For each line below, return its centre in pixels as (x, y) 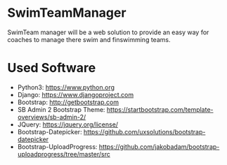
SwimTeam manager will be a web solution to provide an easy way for (108, 32)
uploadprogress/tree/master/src (64, 154)
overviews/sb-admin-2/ (52, 117)
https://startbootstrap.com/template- (160, 109)
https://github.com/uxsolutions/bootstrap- (144, 131)
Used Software (52, 68)
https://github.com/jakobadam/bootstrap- (159, 146)
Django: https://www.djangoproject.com (76, 94)
